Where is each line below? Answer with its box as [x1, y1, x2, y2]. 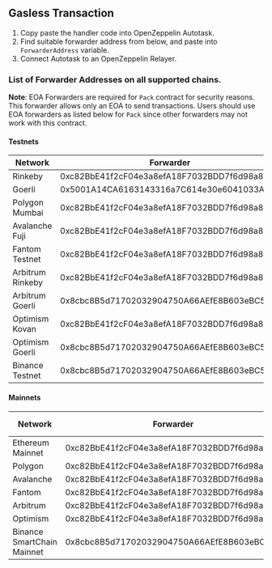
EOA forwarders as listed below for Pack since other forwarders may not [8, 109, 249, 120]
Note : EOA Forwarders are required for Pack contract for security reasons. [8, 92, 255, 102]
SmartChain [12, 536, 58, 547]
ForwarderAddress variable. [19, 45, 109, 55]
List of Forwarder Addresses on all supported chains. [8, 74, 222, 85]
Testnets [8, 137, 39, 146]
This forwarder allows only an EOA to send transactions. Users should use [8, 101, 256, 111]
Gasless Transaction [8, 6, 115, 20]
